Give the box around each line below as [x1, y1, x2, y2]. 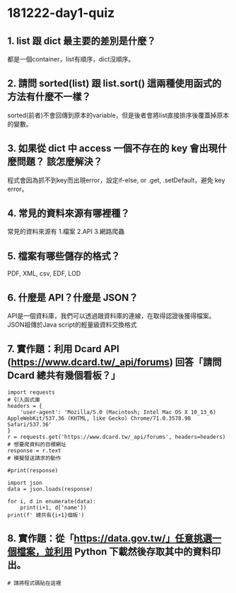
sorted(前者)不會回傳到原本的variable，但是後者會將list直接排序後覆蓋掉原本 [7, 111, 230, 119]
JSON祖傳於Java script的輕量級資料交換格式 [7, 320, 137, 329]
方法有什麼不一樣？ [7, 90, 91, 103]
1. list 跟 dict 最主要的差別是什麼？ [7, 35, 157, 47]
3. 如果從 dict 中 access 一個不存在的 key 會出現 [7, 143, 218, 155]
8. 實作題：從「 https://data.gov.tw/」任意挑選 [7, 532, 213, 545]
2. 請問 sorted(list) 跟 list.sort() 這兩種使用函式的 [7, 78, 222, 90]
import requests [7, 389, 55, 396]
